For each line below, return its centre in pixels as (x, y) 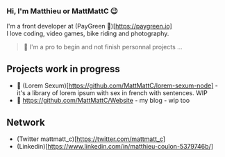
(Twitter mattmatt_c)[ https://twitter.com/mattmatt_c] (91, 139)
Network (26, 122)
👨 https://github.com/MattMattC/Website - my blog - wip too (103, 101)
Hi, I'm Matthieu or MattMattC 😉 (62, 11)
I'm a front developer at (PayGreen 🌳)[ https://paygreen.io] (90, 26)
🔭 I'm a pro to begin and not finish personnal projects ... (103, 47)
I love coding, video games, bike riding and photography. (88, 33)
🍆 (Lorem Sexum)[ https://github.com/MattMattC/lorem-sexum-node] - (117, 85)
